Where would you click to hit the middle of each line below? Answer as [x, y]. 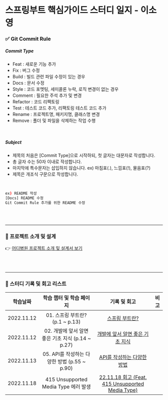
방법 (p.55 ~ [71, 362]
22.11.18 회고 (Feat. [123, 377]
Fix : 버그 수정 [26, 70]
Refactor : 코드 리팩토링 [36, 102]
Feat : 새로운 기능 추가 [34, 64]
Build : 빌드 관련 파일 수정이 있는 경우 [49, 77]
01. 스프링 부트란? [66, 315]
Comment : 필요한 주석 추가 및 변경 [47, 95]
